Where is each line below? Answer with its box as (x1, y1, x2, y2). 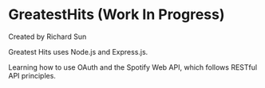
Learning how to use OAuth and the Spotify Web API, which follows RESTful (8, 62, 258, 72)
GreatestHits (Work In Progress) (8, 6, 225, 24)
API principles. (8, 71, 56, 80)
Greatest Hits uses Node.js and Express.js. (8, 47, 148, 56)
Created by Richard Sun (8, 32, 87, 41)
